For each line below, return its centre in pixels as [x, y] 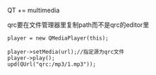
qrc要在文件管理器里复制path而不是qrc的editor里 [78, 25]
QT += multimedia [34, 10]
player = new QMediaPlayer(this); [58, 38]
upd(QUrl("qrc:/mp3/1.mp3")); [52, 64]
